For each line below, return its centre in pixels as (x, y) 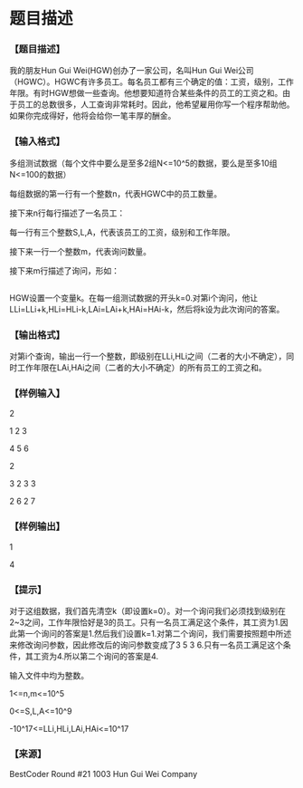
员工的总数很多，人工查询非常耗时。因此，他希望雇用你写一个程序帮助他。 (156, 104)
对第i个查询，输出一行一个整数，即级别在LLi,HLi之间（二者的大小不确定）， (148, 356)
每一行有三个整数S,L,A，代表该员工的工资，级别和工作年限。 (122, 232)
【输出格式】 (38, 334)
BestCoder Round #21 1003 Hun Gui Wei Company (104, 774)
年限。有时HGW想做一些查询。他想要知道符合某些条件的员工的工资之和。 (146, 93)
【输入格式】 (38, 141)
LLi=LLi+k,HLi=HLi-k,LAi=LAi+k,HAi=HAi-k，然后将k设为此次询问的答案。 (147, 309)
